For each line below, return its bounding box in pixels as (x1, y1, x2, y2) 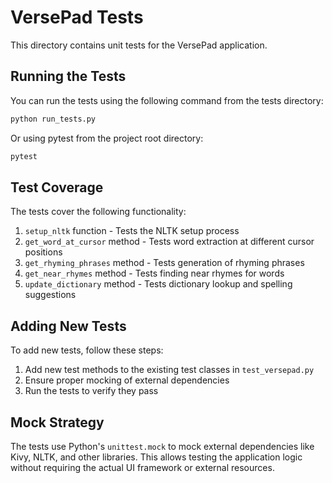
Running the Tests (10, 68, 127, 85)
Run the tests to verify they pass (24, 385, 159, 397)
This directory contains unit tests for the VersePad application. (10, 39, 268, 51)
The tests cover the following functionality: (10, 206, 187, 218)
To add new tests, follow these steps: (10, 344, 164, 356)
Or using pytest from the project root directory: (10, 132, 204, 144)
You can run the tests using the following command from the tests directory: (10, 94, 324, 106)
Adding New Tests (10, 317, 127, 335)
